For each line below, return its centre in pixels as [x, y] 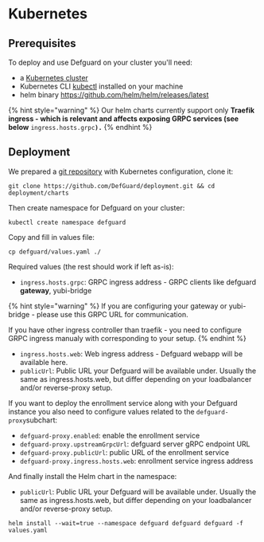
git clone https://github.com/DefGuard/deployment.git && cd [112, 186]
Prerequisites [42, 43]
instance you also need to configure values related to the [101, 411]
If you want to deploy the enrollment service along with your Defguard [123, 403]
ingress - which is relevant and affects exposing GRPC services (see [124, 119]
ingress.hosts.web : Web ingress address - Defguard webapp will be [131, 353]
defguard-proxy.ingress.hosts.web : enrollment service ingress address [136, 461]
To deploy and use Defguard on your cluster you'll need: [100, 62]
